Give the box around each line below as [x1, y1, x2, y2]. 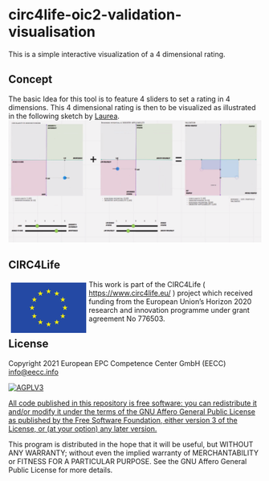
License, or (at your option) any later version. [8, 424, 157, 434]
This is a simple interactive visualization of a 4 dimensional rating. [8, 49, 226, 59]
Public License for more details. [8, 465, 113, 475]
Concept [8, 72, 53, 86]
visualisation [8, 23, 96, 41]
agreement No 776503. [88, 314, 166, 323]
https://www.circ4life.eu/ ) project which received [88, 288, 253, 298]
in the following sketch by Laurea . [8, 111, 120, 121]
